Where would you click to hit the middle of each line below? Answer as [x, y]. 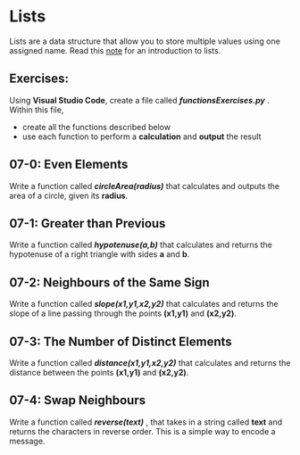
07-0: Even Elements [69, 165]
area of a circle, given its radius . [69, 195]
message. [27, 441]
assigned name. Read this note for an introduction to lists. [115, 50]
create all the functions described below [96, 127]
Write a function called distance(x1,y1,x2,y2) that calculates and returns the [150, 363]
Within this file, [37, 110]
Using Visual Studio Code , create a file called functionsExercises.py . [139, 100]
